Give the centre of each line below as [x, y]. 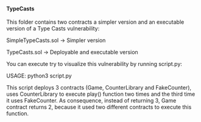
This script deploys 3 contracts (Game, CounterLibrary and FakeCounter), [99, 88]
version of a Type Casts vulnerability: [53, 29]
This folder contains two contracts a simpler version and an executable [95, 22]
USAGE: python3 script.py [39, 76]
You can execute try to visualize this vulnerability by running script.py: [94, 64]
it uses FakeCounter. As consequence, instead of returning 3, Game [91, 101]
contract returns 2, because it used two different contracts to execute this [99, 107]
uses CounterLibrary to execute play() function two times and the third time [101, 94]
